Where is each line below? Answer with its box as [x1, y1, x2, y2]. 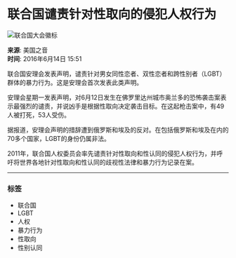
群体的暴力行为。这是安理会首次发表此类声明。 [7, 78, 143, 86]
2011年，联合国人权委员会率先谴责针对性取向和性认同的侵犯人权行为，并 [7, 149, 217, 158]
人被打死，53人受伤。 [7, 110, 70, 119]
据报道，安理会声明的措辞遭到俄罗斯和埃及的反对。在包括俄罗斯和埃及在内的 [7, 125, 229, 134]
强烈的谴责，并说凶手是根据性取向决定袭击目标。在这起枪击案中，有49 [19, 102, 225, 110]
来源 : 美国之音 [7, 46, 48, 54]
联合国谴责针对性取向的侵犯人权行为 [7, 6, 217, 22]
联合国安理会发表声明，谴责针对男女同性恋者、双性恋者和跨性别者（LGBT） [7, 69, 226, 78]
